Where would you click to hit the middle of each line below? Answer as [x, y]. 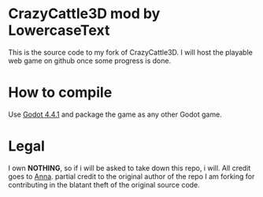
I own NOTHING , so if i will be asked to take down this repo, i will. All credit [130, 168]
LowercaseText [59, 30]
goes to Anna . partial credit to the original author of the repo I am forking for [131, 176]
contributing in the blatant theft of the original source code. [104, 184]
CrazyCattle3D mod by [84, 14]
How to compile [60, 93]
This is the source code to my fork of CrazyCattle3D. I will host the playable [131, 52]
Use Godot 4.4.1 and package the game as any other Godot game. [115, 114]
